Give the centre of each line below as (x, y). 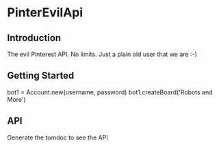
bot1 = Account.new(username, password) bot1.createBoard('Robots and (110, 92)
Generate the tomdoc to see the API (57, 137)
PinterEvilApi (45, 13)
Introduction (34, 38)
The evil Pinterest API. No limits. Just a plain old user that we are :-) (102, 54)
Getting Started (41, 76)
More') (16, 99)
